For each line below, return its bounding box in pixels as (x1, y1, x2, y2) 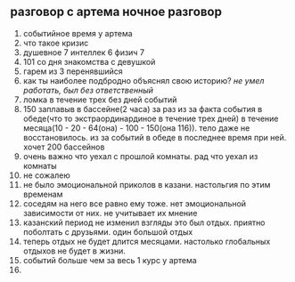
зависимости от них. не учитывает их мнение (22, 207, 198, 218)
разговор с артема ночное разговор (10, 4, 222, 20)
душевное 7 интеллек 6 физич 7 (22, 46, 145, 58)
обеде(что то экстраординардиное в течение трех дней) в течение (22, 113, 279, 124)
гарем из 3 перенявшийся (22, 66, 123, 77)
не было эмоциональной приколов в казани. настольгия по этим (22, 179, 271, 189)
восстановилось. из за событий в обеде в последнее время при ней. (22, 132, 287, 142)
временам (22, 189, 63, 199)
